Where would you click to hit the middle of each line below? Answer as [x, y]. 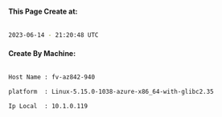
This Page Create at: [43, 11]
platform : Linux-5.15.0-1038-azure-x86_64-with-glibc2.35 [111, 92]
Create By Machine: [42, 53]
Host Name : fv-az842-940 [51, 77]
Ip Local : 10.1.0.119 [48, 107]
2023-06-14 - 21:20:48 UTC [53, 35]
